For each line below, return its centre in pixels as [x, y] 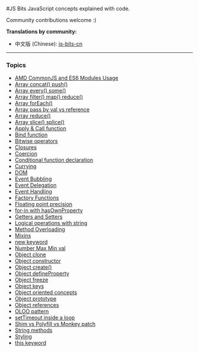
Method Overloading [40, 229]
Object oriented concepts [46, 293]
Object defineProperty [42, 274]
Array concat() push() [41, 84]
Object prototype [36, 299]
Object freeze [31, 280]
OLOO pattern [32, 312]
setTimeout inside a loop [45, 318]
